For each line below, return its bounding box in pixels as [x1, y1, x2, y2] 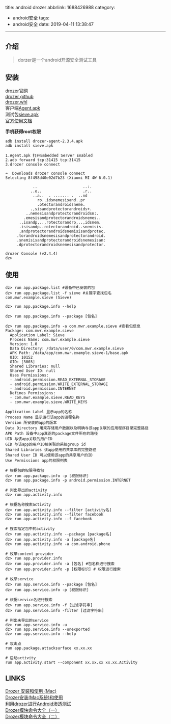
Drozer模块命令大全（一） [5, 707, 60, 713]
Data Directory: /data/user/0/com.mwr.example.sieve [10, 346, 124, 351]
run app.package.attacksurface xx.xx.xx [5, 646, 93, 651]
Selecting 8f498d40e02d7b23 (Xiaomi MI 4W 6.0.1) [5, 175, 113, 180]
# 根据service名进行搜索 [5, 597, 52, 603]
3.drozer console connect [5, 162, 60, 167]
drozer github [5, 93, 34, 99]
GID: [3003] [10, 359, 36, 365]
